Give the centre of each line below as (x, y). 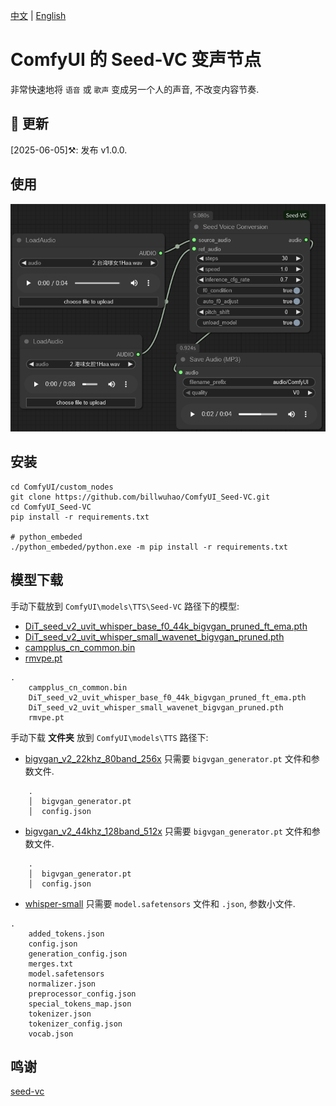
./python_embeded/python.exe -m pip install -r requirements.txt (149, 547)
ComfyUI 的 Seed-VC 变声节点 (136, 60)
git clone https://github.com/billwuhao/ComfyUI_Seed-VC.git (140, 497)
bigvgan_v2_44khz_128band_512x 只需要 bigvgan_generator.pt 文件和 (168, 831)
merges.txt (51, 964)
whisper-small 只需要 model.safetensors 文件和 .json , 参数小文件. (160, 903)
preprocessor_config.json (82, 994)
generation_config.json (78, 954)
